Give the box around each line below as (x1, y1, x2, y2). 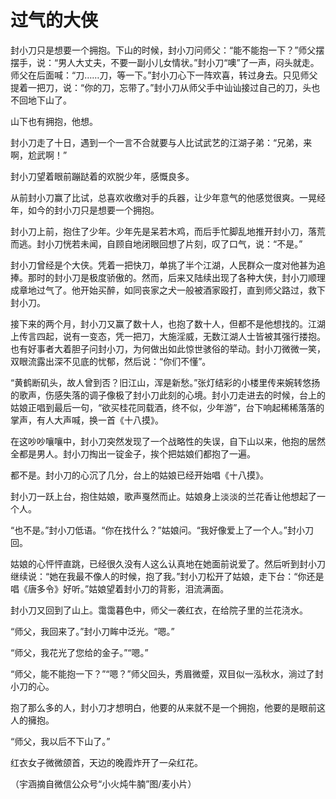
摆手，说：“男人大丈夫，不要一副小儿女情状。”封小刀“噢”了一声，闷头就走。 (10, 56, 320, 68)
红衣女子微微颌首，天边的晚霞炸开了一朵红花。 (10, 756, 203, 768)
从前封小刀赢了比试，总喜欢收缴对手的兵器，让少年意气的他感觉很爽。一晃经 (10, 191, 326, 203)
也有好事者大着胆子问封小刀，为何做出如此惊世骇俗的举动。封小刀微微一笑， (10, 342, 326, 355)
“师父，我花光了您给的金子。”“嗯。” (10, 646, 149, 658)
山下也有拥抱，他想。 (10, 115, 98, 127)
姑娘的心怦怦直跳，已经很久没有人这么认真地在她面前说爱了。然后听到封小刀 (10, 557, 326, 570)
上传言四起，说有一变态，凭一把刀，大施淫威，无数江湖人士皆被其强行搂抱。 (10, 330, 326, 342)
